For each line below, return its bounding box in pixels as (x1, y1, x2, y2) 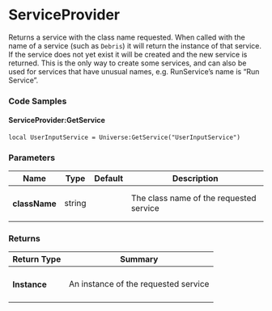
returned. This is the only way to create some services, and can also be (8, 58, 247, 68)
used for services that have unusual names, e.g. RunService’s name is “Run (8, 66, 260, 76)
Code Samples (8, 95, 67, 107)
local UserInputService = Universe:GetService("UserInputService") (8, 133, 241, 142)
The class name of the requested (130, 192, 257, 204)
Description (172, 173, 219, 184)
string (64, 198, 87, 209)
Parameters (8, 152, 55, 163)
